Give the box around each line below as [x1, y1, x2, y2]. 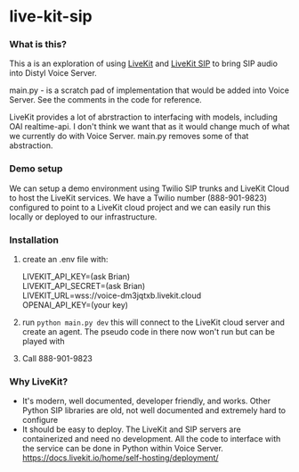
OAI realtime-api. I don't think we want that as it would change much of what [9, 121, 290, 132]
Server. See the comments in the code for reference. [9, 95, 202, 105]
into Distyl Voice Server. [9, 68, 98, 79]
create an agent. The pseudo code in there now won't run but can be [21, 327, 276, 337]
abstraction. [9, 140, 53, 151]
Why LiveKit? [9, 376, 69, 387]
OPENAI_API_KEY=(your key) [21, 300, 129, 311]
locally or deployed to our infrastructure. [9, 211, 158, 222]
